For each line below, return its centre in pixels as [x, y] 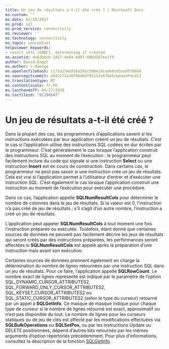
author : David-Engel [27, 62]
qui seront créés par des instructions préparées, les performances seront [82, 240]
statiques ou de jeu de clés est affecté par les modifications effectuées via [83, 320]
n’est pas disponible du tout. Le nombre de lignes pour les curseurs [75, 315]
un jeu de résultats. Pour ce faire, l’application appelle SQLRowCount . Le [81, 271]
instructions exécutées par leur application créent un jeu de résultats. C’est [83, 139]
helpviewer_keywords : [28, 48]
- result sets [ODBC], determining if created [55, 52]
